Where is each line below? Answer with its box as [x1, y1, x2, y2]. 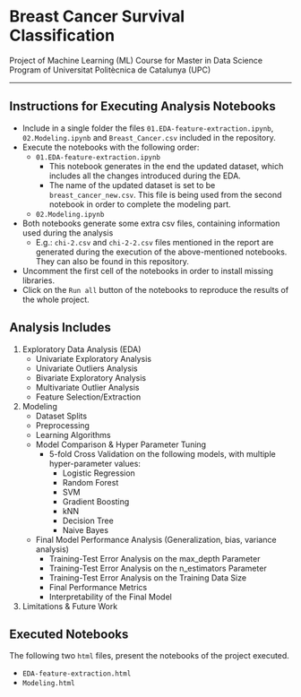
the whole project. [21, 294, 90, 305]
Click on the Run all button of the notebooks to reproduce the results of [21, 284, 289, 295]
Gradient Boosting [62, 495, 130, 507]
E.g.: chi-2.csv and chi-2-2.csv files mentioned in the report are [35, 237, 274, 247]
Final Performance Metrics [48, 581, 148, 592]
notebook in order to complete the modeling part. [48, 199, 231, 210]
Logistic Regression [62, 468, 136, 478]
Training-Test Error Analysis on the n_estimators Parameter [48, 563, 267, 573]
